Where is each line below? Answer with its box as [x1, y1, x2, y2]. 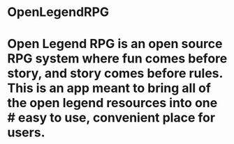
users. [7, 125, 45, 141]
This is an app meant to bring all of [7, 81, 212, 96]
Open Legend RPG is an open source [7, 36, 223, 52]
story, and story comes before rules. [7, 65, 224, 81]
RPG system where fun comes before [7, 51, 228, 67]
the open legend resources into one [7, 95, 218, 111]
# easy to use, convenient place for [7, 110, 215, 126]
